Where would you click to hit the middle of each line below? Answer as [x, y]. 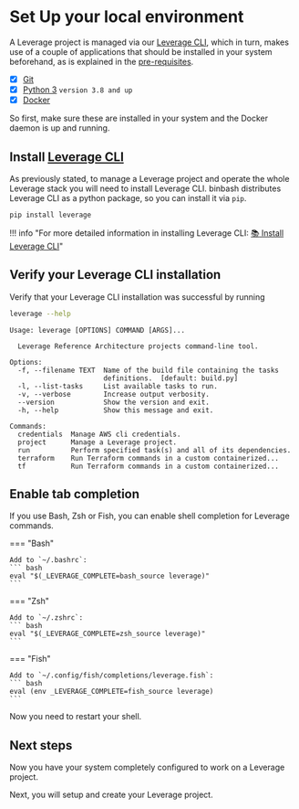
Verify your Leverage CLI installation [115, 275]
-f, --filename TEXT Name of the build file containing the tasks [149, 370]
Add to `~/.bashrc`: [49, 560]
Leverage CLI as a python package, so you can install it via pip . [128, 197]
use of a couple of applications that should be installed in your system [141, 51]
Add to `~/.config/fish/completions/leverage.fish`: [112, 676]
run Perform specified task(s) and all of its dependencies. [155, 450]
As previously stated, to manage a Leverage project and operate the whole [149, 178]
